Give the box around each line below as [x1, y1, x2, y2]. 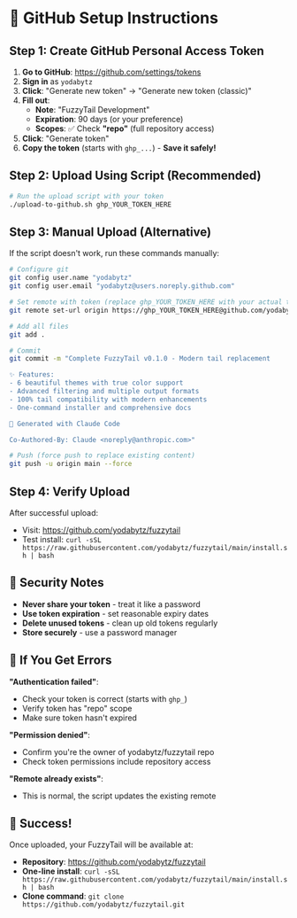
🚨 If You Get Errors [9, 653, 112, 668]
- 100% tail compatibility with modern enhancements [9, 394, 208, 404]
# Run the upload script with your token [9, 191, 164, 200]
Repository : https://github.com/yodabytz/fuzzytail [21, 857, 206, 867]
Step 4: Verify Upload [9, 484, 131, 499]
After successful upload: [9, 507, 99, 517]
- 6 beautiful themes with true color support [9, 378, 184, 388]
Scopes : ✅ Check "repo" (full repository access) [34, 123, 215, 134]
